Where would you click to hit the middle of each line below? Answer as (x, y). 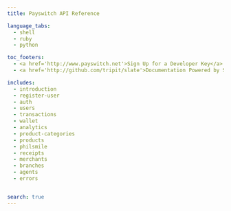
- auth (23, 102)
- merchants (31, 159)
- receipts (29, 153)
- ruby (23, 38)
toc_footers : (26, 58)
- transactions (35, 115)
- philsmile (31, 146)
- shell (24, 32)
